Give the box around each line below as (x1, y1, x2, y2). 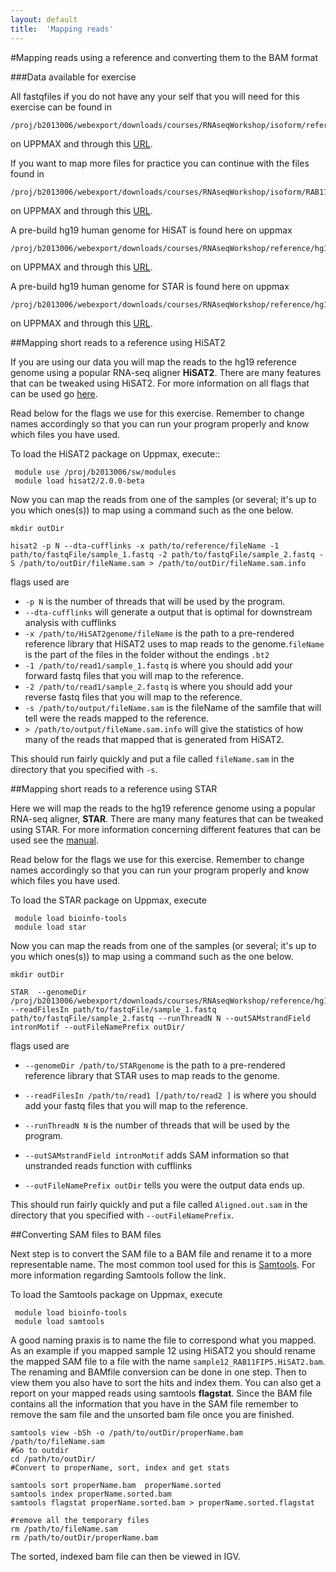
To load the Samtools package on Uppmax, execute (10, 1288, 223, 1300)
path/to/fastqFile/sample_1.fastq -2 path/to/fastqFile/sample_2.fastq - (10, 549, 325, 560)
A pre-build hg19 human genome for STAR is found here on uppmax (10, 280, 290, 292)
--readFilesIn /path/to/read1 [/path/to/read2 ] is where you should (24, 1089, 317, 1101)
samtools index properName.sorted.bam (10, 1489, 172, 1499)
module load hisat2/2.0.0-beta (14, 476, 145, 486)
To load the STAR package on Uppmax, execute (10, 894, 207, 906)
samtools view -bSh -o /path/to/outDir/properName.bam (10, 1427, 244, 1438)
